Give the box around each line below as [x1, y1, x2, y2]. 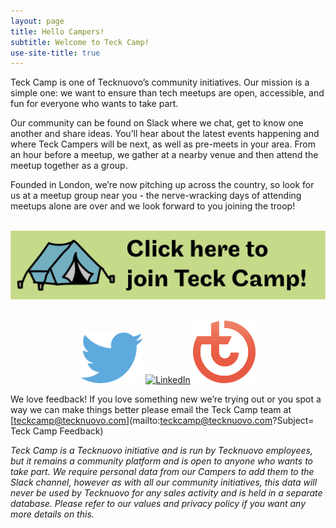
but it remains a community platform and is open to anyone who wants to [10, 455, 313, 467]
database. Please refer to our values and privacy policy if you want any [10, 497, 307, 509]
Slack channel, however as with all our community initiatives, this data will [10, 476, 318, 488]
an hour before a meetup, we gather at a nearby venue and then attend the [10, 149, 319, 161]
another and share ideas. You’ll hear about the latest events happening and [10, 128, 320, 140]
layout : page [10, 16, 65, 26]
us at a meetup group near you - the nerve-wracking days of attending [10, 190, 302, 202]
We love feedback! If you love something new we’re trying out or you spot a [10, 393, 322, 405]
